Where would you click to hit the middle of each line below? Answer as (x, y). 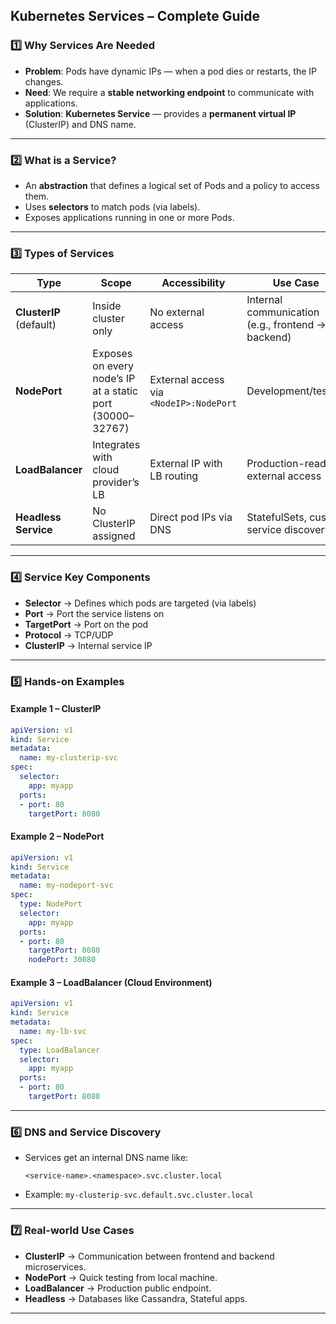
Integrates (116, 445)
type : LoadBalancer (60, 1050)
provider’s (116, 482)
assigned (114, 536)
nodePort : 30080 (62, 960)
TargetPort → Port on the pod (86, 624)
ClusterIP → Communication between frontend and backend (149, 1256)
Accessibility (193, 283)
